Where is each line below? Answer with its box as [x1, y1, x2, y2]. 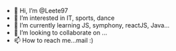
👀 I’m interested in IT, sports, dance [13, 14, 115, 22]
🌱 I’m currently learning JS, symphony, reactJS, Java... [13, 21, 170, 29]
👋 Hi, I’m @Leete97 [13, 7, 68, 14]
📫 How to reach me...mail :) [13, 37, 94, 44]
